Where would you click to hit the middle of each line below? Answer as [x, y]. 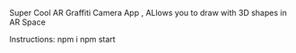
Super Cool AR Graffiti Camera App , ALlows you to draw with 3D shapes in [148, 13]
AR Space [28, 22]
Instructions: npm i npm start [62, 39]
